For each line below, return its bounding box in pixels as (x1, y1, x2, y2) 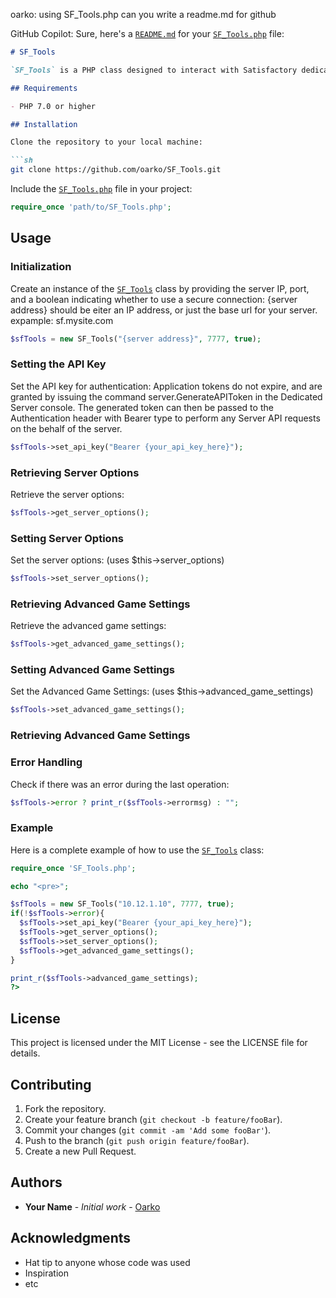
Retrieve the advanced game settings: (10, 620, 167, 632)
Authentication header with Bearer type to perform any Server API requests (10, 412, 321, 424)
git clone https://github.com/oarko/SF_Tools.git (10, 165, 222, 175)
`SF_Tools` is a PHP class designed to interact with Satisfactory (10, 65, 298, 75)
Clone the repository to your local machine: (10, 137, 203, 148)
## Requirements (10, 83, 78, 93)
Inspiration (24, 1267, 69, 1279)
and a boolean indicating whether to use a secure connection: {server (10, 293, 298, 305)
